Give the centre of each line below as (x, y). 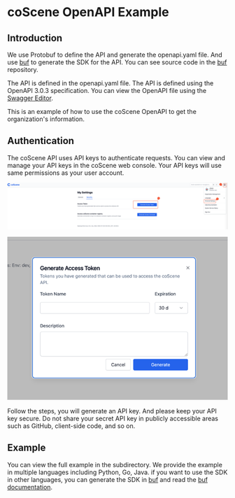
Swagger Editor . (30, 98)
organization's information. (46, 119)
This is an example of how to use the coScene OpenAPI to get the (102, 112)
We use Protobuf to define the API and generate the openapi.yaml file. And (115, 55)
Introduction (35, 38)
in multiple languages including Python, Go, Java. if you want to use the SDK (117, 472)
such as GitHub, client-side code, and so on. (71, 426)
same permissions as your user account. (66, 173)
